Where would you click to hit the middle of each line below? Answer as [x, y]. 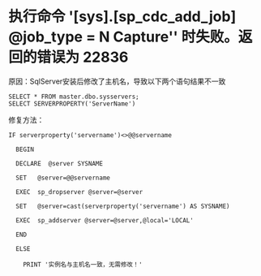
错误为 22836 [83, 57]
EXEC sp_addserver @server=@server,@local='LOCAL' [105, 220]
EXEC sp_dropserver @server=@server [79, 192]
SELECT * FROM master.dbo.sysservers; [74, 97]
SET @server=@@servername [63, 178]
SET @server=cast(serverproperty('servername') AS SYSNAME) [123, 206]
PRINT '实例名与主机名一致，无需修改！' [83, 265]
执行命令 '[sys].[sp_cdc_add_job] [122, 17]
